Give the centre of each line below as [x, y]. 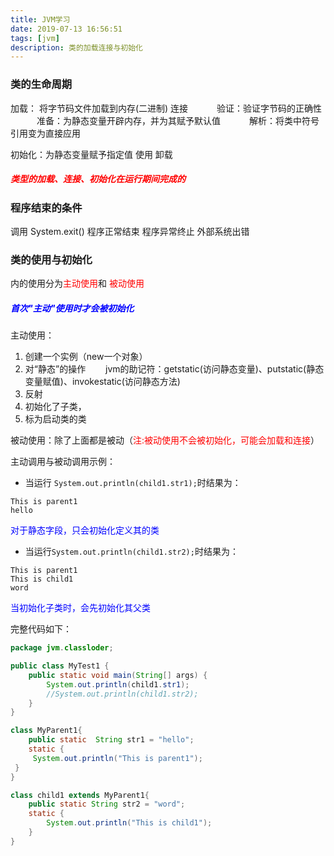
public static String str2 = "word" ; [107, 804]
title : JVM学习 [40, 19]
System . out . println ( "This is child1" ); [129, 823]
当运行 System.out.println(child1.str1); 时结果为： [133, 483]
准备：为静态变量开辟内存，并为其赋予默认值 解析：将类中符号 [178, 120]
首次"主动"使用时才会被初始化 [72, 308]
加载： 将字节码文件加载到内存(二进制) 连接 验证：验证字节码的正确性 [166, 108]
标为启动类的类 [55, 419]
